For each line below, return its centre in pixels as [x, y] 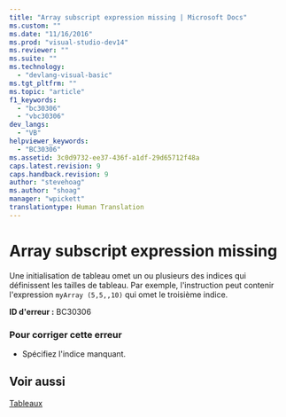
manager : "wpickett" [47, 199]
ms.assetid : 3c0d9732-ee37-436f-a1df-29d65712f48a [104, 157]
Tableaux [26, 403]
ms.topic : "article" [47, 91]
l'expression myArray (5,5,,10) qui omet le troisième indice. [119, 295]
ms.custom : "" [35, 26]
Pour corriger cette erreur [66, 334]
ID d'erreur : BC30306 [50, 311]
